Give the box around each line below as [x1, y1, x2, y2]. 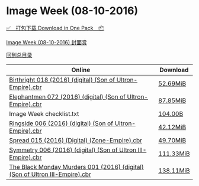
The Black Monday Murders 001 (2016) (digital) [9, 162, 144, 171]
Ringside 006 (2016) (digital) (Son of [9, 119, 114, 128]
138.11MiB [158, 167, 190, 175]
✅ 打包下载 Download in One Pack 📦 [6, 24, 105, 31]
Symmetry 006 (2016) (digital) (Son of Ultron [9, 146, 137, 154]
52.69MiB [158, 79, 187, 87]
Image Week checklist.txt [9, 109, 79, 118]
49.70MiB [158, 136, 187, 144]
